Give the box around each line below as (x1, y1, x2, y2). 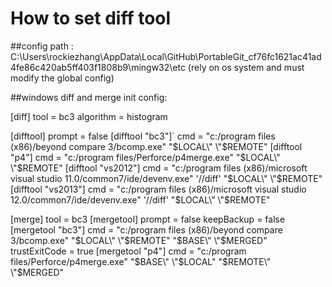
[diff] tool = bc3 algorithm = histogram (10, 110, 168, 122)
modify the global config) (10, 72, 115, 84)
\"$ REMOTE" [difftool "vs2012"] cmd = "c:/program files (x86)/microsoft (10, 162, 308, 174)
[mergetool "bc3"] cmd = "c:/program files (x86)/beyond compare (10, 223, 283, 236)
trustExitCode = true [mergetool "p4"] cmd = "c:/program (10, 245, 247, 257)
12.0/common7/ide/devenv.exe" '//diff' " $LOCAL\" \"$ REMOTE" (10, 193, 271, 206)
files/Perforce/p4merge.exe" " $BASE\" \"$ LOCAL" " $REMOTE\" (10, 255, 272, 267)
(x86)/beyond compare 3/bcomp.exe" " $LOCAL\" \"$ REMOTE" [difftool (10, 140, 303, 152)
